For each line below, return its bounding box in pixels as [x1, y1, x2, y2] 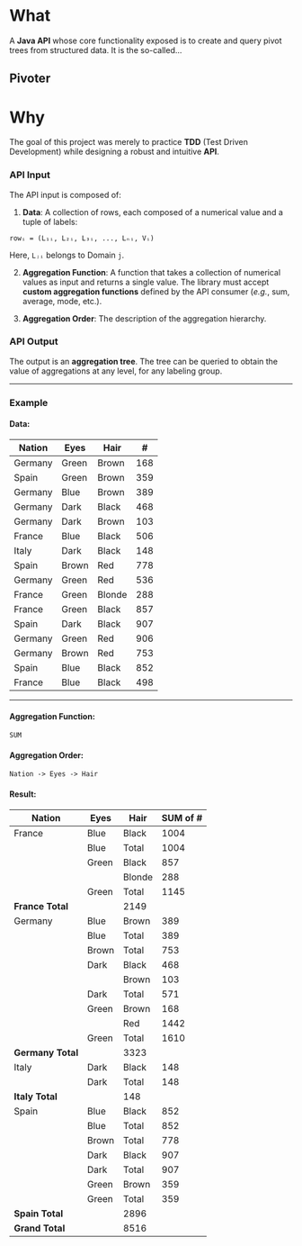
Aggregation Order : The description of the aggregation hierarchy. [22, 312, 267, 324]
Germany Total [13, 1046, 79, 1059]
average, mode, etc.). [22, 295, 102, 306]
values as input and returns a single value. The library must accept [22, 276, 270, 287]
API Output [9, 335, 58, 348]
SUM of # [161, 811, 203, 824]
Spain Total [13, 1207, 64, 1220]
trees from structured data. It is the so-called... [9, 44, 182, 55]
